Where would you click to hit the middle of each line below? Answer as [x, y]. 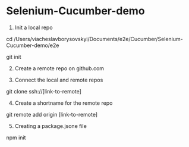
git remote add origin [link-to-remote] [52, 114]
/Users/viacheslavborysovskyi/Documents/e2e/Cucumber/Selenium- [98, 39]
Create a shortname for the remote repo [64, 103]
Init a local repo [34, 27]
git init [14, 57]
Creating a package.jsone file [51, 126]
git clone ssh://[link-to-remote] [44, 91]
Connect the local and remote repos [59, 80]
